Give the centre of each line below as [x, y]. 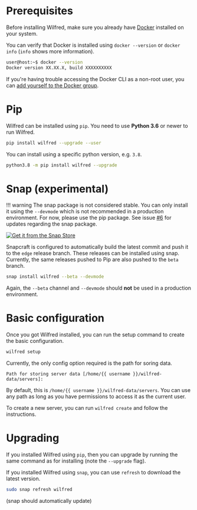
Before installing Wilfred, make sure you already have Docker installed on [95, 27]
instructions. [21, 414]
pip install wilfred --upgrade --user [54, 143]
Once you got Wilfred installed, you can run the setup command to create [95, 335]
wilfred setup [24, 352]
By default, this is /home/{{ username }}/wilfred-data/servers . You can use [98, 390]
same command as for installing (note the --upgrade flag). [76, 461]
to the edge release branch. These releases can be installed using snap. [93, 254]
